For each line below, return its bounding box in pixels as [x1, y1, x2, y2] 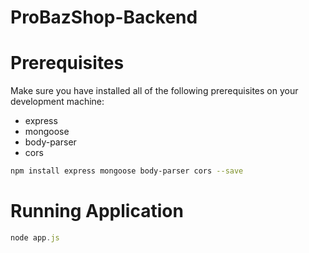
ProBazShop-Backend [10, 6, 198, 29]
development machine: [10, 96, 105, 108]
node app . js [10, 232, 60, 243]
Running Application [10, 200, 184, 223]
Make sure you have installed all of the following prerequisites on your [10, 85, 299, 97]
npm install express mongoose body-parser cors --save [10, 166, 244, 176]
